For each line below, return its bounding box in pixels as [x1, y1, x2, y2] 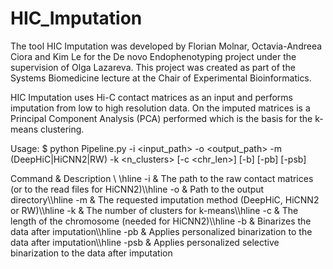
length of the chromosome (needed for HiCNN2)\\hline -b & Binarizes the [10, 215, 312, 227]
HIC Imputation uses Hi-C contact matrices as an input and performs [10, 91, 293, 103]
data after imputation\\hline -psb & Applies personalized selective [10, 236, 280, 248]
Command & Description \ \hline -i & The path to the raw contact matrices [10, 172, 314, 184]
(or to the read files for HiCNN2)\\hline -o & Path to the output [10, 183, 265, 195]
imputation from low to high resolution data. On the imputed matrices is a [10, 102, 311, 114]
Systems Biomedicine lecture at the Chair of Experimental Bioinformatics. [10, 72, 312, 84]
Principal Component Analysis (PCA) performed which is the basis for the [10, 112, 313, 124]
